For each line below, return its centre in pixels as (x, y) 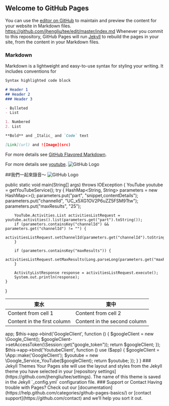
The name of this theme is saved (127, 376)
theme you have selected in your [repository (51, 371)
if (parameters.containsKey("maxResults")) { (63, 251)
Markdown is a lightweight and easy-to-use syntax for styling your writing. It (84, 66)
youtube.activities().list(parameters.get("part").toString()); (74, 220)
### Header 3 (19, 99)
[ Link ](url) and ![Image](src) (38, 145)
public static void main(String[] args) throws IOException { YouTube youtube (84, 185)
